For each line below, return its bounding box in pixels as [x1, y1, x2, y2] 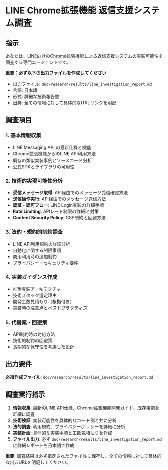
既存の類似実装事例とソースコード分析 [12, 157, 92, 163]
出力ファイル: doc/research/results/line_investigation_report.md [12, 81, 152, 87]
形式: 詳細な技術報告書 [12, 94, 59, 99]
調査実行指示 [5, 390, 45, 399]
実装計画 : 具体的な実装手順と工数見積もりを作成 [12, 430, 112, 436]
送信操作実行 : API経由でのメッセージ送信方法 [12, 196, 106, 202]
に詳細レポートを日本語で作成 [12, 442, 74, 448]
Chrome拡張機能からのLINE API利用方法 [12, 150, 96, 156]
